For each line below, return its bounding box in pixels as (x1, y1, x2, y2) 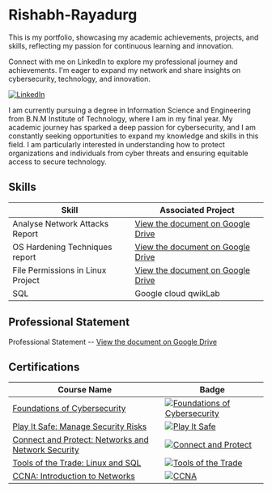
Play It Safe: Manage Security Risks (12, 421, 147, 432)
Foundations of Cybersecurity (12, 403, 126, 414)
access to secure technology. (8, 156, 107, 167)
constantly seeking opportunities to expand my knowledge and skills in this (8, 131, 259, 141)
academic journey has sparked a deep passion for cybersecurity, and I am (8, 122, 257, 132)
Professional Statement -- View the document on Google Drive (8, 337, 217, 346)
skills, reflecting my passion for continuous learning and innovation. (8, 40, 234, 50)
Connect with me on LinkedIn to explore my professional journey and (8, 57, 238, 66)
